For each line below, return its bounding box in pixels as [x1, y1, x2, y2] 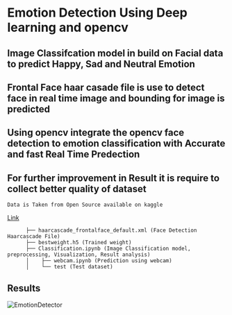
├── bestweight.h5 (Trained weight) [25, 239, 132, 246]
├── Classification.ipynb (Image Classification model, [25, 245, 191, 253]
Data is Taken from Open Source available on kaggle [7, 201, 163, 209]
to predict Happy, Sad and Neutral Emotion [7, 58, 196, 70]
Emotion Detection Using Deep [7, 5, 188, 21]
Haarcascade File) [7, 233, 60, 240]
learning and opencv [7, 19, 129, 35]
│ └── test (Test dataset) [25, 264, 113, 271]
